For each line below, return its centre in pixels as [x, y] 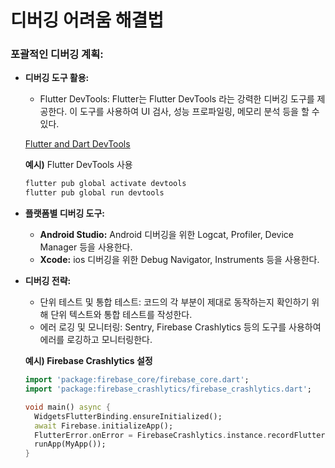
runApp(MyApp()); [70, 444]
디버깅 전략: [48, 281]
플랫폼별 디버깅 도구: [65, 213]
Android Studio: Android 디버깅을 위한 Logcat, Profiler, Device [167, 235]
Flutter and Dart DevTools [77, 144]
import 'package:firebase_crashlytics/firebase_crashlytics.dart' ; [168, 389]
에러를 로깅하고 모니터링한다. [96, 340]
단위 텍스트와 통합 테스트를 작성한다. [121, 315]
